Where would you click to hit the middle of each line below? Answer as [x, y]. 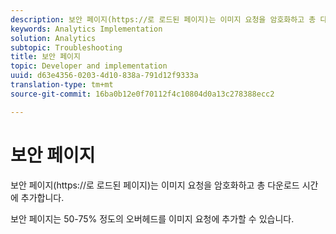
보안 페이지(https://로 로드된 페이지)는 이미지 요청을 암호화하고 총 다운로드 [155, 185]
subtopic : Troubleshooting [66, 47]
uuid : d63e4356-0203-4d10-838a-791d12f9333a [104, 76]
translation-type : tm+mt [62, 85]
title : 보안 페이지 [45, 57]
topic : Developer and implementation [89, 66]
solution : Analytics [53, 38]
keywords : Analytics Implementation [86, 29]
